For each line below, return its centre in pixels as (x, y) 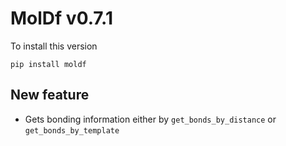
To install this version (54, 46)
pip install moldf (48, 64)
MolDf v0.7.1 (62, 18)
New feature (50, 95)
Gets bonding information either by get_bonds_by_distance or (150, 119)
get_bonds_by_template (72, 130)
